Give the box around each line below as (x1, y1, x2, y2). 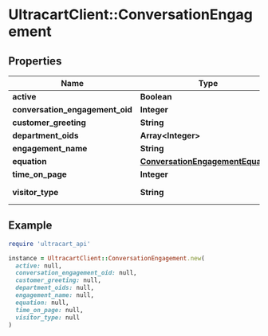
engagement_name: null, (15, 291, 94, 299)
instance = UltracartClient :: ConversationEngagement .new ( (8, 254, 205, 262)
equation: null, (15, 299, 69, 307)
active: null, (15, 261, 62, 270)
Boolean (140, 92, 172, 102)
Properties (8, 54, 62, 68)
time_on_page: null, (15, 306, 84, 314)
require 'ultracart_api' (8, 240, 91, 248)
